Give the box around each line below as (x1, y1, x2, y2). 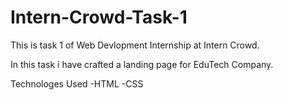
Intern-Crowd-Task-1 (10, 6, 188, 29)
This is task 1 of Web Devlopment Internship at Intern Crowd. (10, 39, 260, 51)
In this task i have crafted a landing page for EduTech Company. (10, 58, 274, 70)
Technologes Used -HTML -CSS (10, 77, 144, 90)
